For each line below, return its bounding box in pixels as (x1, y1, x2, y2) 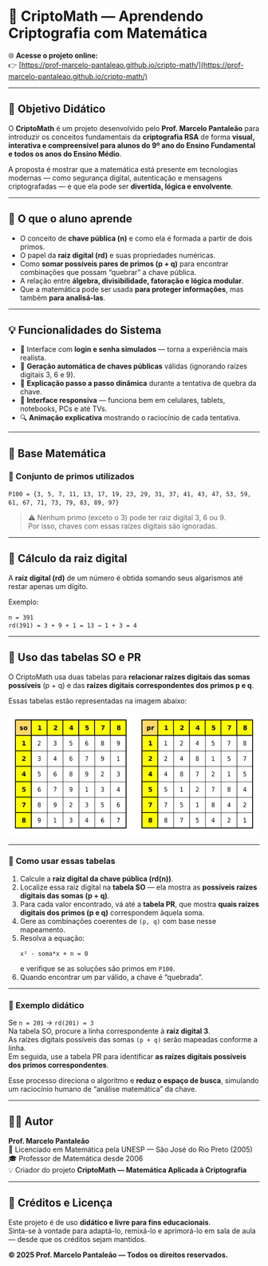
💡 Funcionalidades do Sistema (8, 323, 162, 336)
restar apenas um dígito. (8, 581, 89, 591)
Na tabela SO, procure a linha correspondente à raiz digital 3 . (8, 1026, 211, 1036)
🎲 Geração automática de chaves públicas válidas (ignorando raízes (19, 361, 247, 371)
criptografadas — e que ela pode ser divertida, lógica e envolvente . (8, 181, 234, 191)
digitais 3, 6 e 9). (19, 370, 76, 380)
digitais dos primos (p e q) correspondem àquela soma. (19, 907, 205, 918)
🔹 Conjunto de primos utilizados (8, 471, 135, 482)
